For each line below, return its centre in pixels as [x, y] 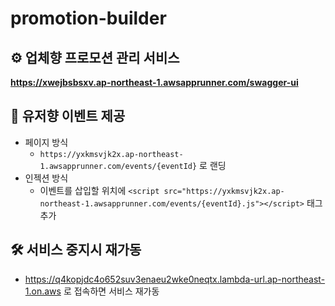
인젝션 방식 [46, 178]
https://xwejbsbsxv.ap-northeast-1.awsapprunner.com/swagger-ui [154, 82]
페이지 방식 [46, 142]
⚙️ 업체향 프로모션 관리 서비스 [95, 57]
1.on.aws [43, 291]
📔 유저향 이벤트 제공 [68, 116]
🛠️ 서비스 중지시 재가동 [76, 250]
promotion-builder [88, 18]
